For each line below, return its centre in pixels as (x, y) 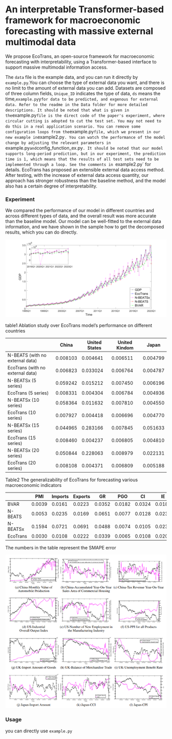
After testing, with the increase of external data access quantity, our (77, 175)
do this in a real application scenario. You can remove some (73, 127)
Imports (60, 497)
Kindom (125, 347)
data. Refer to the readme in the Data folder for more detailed (76, 105)
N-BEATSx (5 (22, 380)
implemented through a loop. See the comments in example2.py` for (78, 164)
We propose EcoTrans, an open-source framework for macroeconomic (80, 56)
